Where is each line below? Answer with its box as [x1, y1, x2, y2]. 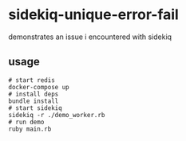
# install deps [8, 90, 59, 98]
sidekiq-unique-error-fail [8, 6, 180, 24]
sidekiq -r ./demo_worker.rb [8, 111, 105, 119]
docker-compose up [8, 83, 69, 91]
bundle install [8, 97, 59, 105]
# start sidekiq [8, 104, 62, 112]
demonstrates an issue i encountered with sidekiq [8, 32, 172, 41]
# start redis [8, 76, 56, 84]
